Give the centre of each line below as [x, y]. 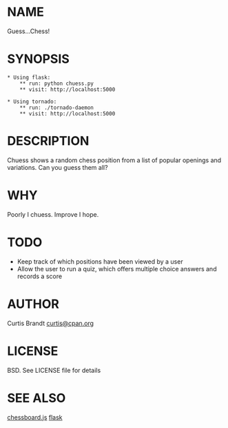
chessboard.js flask [35, 417]
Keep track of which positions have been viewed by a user [100, 261]
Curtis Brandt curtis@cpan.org [51, 323]
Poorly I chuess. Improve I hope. [53, 214]
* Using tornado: [32, 101]
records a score [40, 276]
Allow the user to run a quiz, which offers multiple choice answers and [117, 269]
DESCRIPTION [48, 141]
